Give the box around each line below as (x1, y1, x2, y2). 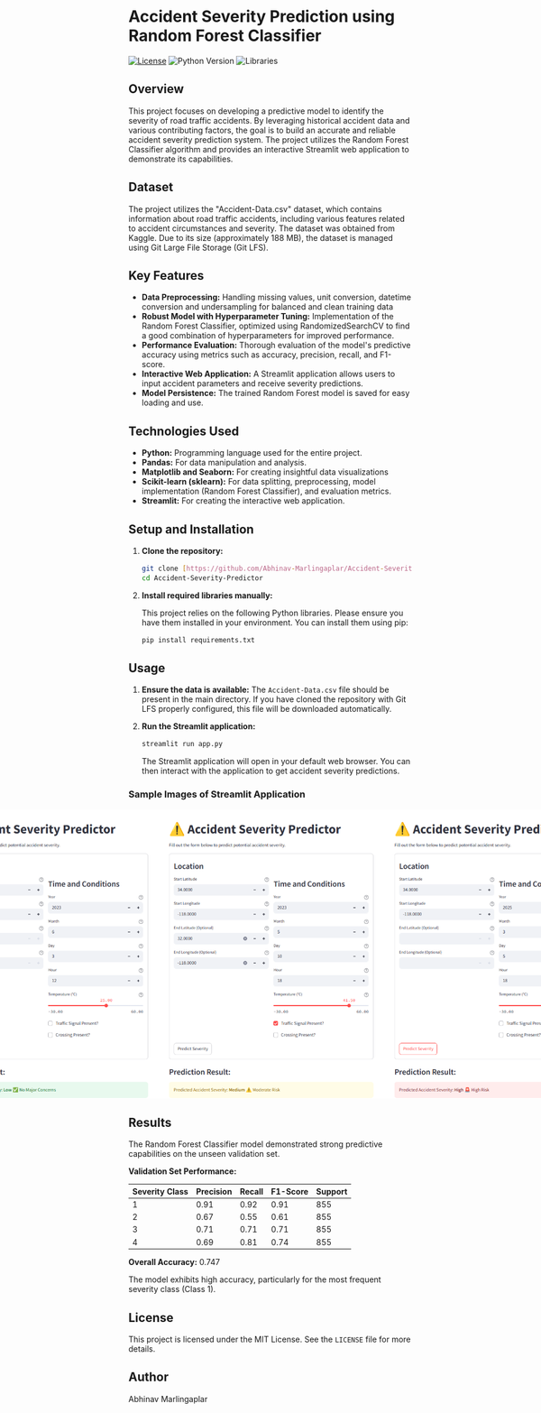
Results (128, 1114, 172, 1130)
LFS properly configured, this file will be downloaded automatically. (141, 704, 392, 715)
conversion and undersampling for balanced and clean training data (141, 301, 394, 312)
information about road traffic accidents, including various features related (128, 213, 405, 224)
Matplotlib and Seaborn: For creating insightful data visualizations (141, 466, 390, 477)
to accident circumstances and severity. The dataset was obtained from (128, 223, 396, 234)
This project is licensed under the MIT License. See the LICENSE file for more (128, 1334, 411, 1344)
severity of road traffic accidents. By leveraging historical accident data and (128, 115, 410, 125)
